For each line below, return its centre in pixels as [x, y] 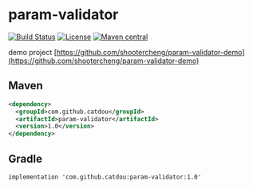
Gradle [25, 158]
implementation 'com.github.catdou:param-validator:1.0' [105, 177]
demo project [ [33, 52]
